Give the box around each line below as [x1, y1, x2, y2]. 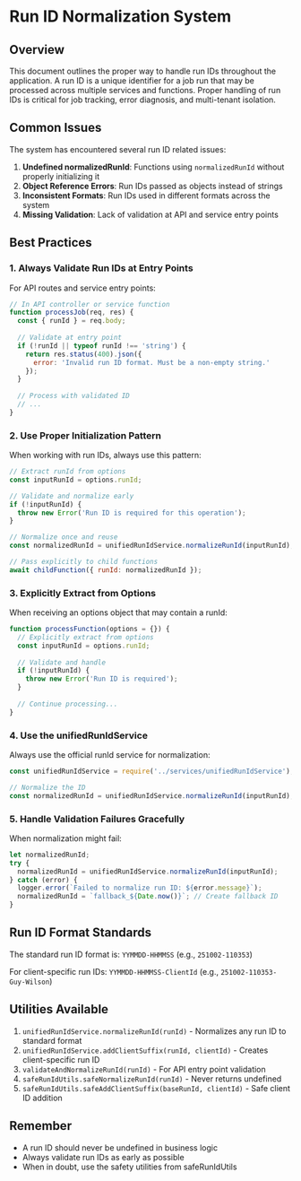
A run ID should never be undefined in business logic [21, 1142, 218, 1153]
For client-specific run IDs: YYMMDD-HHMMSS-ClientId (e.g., [9, 966, 219, 977]
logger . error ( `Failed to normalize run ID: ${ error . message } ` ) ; [17, 883, 262, 893]
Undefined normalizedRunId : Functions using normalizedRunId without [21, 161, 285, 172]
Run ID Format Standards [9, 925, 152, 941]
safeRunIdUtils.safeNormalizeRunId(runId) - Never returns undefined [21, 1073, 282, 1084]
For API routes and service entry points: [9, 282, 157, 293]
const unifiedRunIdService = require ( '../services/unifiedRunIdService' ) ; [9, 767, 295, 777]
